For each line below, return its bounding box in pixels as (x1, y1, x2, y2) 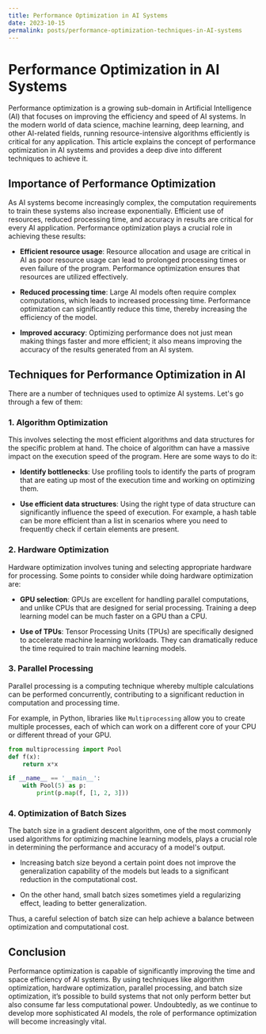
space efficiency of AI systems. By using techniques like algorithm (8, 975, 225, 984)
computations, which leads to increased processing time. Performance (19, 296, 251, 306)
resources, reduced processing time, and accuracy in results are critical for (8, 215, 253, 224)
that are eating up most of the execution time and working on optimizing (19, 476, 256, 485)
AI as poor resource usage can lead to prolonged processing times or (19, 255, 247, 265)
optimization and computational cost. (8, 922, 129, 932)
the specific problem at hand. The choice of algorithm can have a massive (8, 443, 250, 453)
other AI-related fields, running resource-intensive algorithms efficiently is (8, 128, 250, 139)
